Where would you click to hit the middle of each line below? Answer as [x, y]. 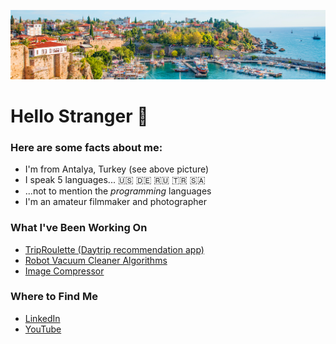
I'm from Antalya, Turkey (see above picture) [117, 169]
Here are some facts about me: [86, 147]
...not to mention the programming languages [118, 191]
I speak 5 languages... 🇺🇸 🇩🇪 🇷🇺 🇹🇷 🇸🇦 [115, 180]
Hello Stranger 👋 [79, 116]
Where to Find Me [54, 297]
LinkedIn [42, 318]
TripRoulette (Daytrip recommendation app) [114, 249]
